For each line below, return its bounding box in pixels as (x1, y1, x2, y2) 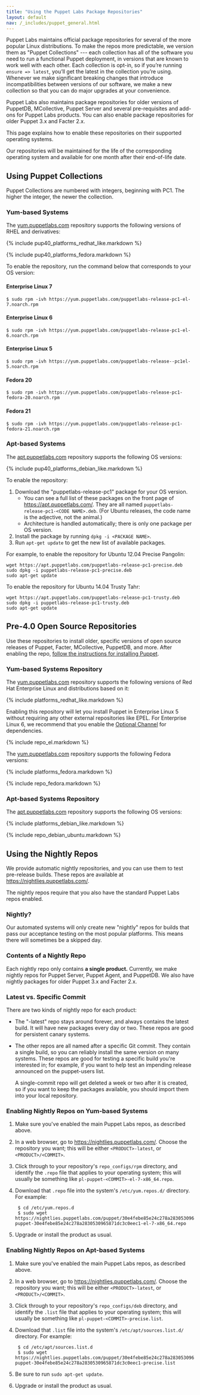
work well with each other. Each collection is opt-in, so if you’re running (6, 62, 182, 69)
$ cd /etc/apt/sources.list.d (17, 1344, 93, 1350)
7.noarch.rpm (6, 301, 39, 307)
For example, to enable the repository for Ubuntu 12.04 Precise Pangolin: (6, 550, 185, 558)
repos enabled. (6, 896, 44, 903)
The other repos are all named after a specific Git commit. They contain (14, 1042, 191, 1049)
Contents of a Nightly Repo (6, 952, 87, 960)
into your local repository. (14, 1092, 78, 1099)
